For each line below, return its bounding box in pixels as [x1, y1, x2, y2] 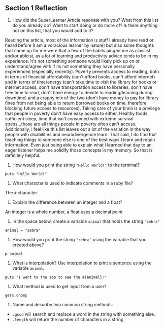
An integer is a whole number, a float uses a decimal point [5, 209, 123, 215]
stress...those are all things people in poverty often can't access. [5, 121, 136, 127]
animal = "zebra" [5, 228, 41, 233]
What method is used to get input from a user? [12, 283, 107, 289]
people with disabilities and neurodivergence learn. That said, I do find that [5, 131, 157, 137]
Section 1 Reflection [5, 4, 67, 12]
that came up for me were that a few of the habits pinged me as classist [5, 47, 151, 53]
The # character [5, 189, 37, 195]
